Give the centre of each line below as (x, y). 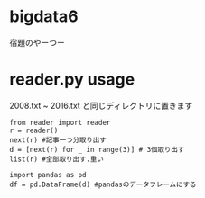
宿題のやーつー (37, 42)
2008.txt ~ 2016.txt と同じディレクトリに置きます (101, 105)
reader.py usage (72, 80)
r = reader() (34, 130)
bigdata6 (44, 17)
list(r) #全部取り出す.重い (56, 159)
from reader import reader (60, 122)
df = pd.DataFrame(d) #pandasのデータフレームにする (103, 184)
